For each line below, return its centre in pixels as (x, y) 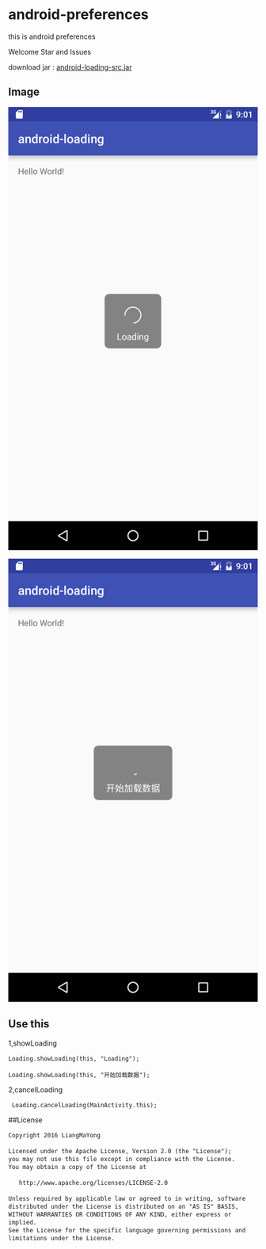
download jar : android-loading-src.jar (70, 67)
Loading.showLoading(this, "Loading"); (74, 1058)
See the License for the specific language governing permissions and (127, 1230)
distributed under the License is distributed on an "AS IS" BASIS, (123, 1206)
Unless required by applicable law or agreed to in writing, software (127, 1198)
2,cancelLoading (36, 1089)
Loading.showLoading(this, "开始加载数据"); (79, 1075)
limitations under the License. (61, 1238)
